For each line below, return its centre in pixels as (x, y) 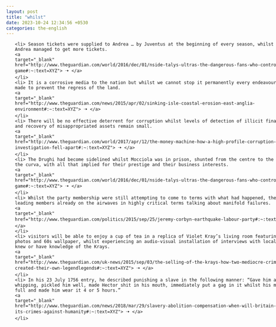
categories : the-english (37, 28)
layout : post (22, 12)
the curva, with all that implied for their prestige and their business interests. (121, 165)
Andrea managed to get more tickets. (61, 50)
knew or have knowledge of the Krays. (62, 247)
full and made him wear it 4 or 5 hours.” (68, 290)
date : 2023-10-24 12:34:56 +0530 (47, 22)
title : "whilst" (26, 17)
